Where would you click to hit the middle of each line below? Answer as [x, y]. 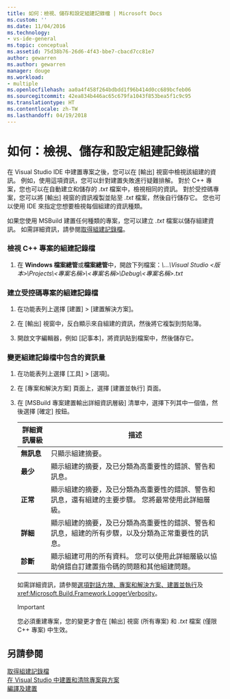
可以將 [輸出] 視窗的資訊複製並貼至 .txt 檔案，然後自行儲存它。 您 [117, 197]
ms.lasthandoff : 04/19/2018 [47, 115]
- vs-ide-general [32, 39]
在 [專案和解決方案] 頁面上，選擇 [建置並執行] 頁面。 [91, 389]
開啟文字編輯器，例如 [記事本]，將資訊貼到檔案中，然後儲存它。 [107, 338]
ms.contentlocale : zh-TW [42, 109]
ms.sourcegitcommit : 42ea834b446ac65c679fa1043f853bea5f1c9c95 [99, 97]
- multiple [23, 84]
